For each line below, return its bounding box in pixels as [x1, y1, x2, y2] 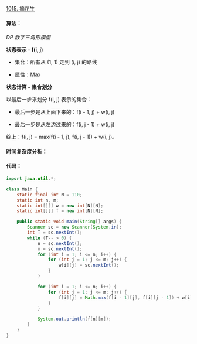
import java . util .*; [6, 176, 57, 182]
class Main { [6, 186, 38, 192]
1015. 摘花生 [6, 5, 35, 12]
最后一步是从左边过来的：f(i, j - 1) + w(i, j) [14, 121, 115, 128]
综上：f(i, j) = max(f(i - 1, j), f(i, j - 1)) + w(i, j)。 [6, 134, 118, 141]
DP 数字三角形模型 [6, 34, 51, 41]
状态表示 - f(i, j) [6, 46, 43, 53]
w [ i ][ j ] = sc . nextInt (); [58, 263, 119, 268]
